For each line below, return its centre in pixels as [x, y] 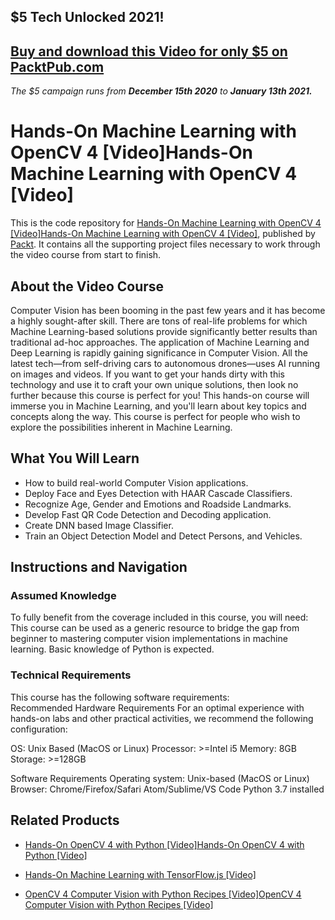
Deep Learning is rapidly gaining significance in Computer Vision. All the [159, 352]
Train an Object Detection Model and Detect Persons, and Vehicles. [163, 536]
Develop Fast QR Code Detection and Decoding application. [148, 514]
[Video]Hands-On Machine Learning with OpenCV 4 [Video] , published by [163, 234]
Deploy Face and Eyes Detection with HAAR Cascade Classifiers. [158, 493]
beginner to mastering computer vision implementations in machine [149, 639]
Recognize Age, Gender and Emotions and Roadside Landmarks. [158, 504]
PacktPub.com [57, 66]
